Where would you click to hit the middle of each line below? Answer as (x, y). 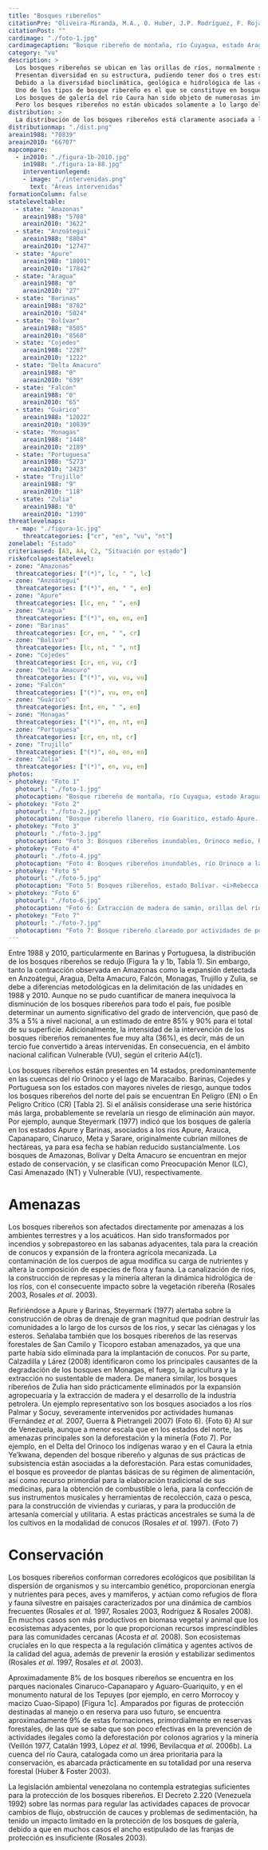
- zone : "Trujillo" (41, 745)
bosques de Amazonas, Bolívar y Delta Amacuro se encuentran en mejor (128, 1156)
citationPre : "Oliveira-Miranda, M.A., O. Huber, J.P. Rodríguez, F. (126, 23)
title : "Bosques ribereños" (55, 16)
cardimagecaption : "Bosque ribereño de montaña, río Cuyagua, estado (126, 46)
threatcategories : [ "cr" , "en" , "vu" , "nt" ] (98, 537)
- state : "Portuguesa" (53, 454)
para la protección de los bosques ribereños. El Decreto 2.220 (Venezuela (130, 1796)
